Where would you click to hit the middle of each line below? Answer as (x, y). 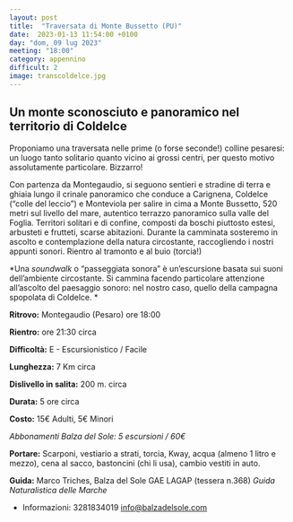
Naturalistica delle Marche (58, 490)
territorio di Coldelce (68, 126)
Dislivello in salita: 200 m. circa (68, 384)
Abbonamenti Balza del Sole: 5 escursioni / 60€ (98, 436)
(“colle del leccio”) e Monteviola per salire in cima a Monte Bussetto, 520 (143, 204)
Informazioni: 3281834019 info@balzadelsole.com (115, 507)
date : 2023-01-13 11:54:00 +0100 (74, 34)
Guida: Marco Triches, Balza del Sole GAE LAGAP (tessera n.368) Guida (142, 480)
